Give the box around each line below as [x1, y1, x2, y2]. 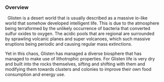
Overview [5, 4, 29, 11]
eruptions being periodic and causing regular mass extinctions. [5, 41, 132, 47]
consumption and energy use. [5, 72, 66, 78]
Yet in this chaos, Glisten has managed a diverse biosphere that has [5, 51, 142, 56]
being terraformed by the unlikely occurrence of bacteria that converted [5, 26, 151, 31]
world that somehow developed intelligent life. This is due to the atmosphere [5, 20, 160, 26]
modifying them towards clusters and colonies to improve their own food [5, 66, 152, 72]
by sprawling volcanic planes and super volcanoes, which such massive [5, 36, 150, 42]
